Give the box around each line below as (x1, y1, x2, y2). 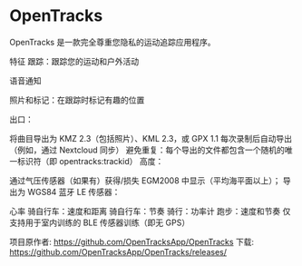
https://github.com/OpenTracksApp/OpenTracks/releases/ (9, 246, 227, 257)
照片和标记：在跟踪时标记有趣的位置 (9, 94, 145, 105)
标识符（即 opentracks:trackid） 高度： (16, 155, 164, 166)
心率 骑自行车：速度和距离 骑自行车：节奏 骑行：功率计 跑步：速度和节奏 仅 (9, 205, 291, 216)
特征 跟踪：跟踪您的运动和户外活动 (9, 55, 139, 66)
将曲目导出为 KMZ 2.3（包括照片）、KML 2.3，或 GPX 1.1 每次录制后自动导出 (9, 133, 293, 143)
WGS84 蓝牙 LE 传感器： (26, 186, 121, 197)
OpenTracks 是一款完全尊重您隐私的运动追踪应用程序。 (9, 36, 216, 47)
